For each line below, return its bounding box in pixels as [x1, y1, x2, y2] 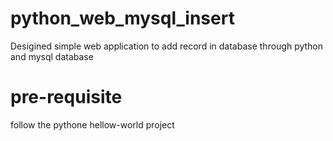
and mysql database [10, 50, 94, 62]
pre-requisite [10, 86, 123, 109]
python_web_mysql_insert [10, 7, 235, 30]
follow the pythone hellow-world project [10, 118, 175, 131]
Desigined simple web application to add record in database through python [10, 40, 324, 52]
